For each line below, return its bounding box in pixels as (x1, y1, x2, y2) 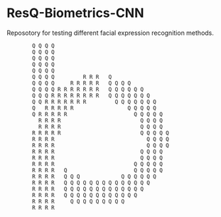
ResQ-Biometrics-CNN (6, 5, 144, 21)
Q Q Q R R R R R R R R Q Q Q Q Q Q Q (32, 92, 151, 99)
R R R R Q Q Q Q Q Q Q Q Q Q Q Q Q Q (32, 179, 151, 186)
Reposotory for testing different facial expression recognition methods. (6, 28, 215, 37)
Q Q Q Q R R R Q (32, 73, 112, 80)
